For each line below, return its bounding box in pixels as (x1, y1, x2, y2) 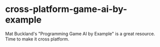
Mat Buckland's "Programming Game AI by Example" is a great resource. (5, 30, 155, 36)
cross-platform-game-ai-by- (5, 3, 127, 15)
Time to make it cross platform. (5, 36, 69, 42)
